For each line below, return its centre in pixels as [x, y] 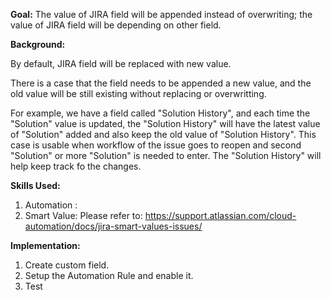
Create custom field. [67, 265]
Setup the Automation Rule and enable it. [109, 275]
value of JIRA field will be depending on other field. [116, 25]
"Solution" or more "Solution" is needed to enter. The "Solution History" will [166, 155]
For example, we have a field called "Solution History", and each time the [160, 113]
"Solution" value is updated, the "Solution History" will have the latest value [165, 123]
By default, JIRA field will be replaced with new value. [121, 63]
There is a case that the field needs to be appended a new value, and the [161, 83]
